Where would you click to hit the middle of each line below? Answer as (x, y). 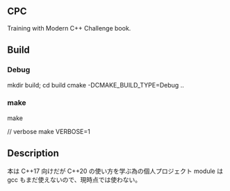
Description (33, 153)
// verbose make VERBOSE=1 (49, 131)
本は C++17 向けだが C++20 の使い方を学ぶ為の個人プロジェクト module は (115, 171)
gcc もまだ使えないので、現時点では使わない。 (74, 179)
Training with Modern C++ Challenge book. (69, 28)
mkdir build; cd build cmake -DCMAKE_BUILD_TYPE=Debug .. (96, 85)
